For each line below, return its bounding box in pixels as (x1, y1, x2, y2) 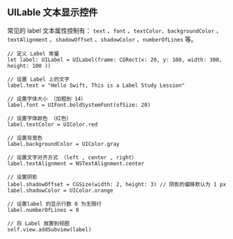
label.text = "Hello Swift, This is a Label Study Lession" (7, 82, 186, 89)
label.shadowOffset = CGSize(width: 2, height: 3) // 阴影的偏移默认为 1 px (7, 181, 227, 188)
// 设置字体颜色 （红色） (7, 115, 72, 122)
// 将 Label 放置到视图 (7, 220, 70, 227)
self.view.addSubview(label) (7, 226, 92, 233)
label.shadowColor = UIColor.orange (7, 187, 113, 194)
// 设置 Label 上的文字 (7, 76, 70, 83)
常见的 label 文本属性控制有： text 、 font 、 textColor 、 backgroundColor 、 (7, 26, 223, 35)
